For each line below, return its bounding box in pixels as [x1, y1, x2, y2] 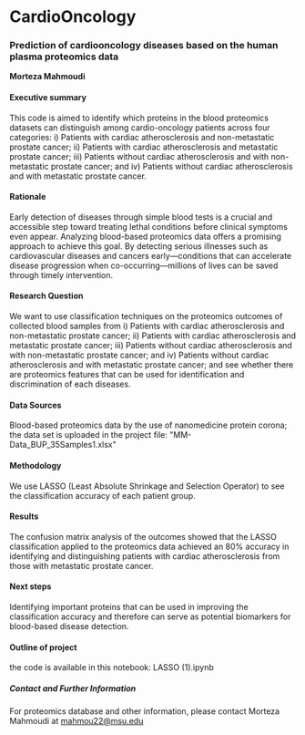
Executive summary [9, 92, 86, 103]
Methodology [9, 460, 62, 471]
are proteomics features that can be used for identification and [9, 369, 245, 380]
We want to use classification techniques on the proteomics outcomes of [9, 311, 283, 322]
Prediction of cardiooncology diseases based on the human [9, 39, 279, 52]
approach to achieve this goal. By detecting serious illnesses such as [9, 240, 269, 252]
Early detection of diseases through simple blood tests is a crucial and [9, 212, 273, 223]
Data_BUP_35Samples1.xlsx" [9, 440, 117, 450]
